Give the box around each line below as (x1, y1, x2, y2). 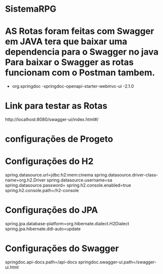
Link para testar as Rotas (5, 100, 107, 112)
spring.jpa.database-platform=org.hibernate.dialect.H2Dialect (5, 221, 129, 227)
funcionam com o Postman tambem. (5, 67, 155, 78)
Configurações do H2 (5, 156, 94, 167)
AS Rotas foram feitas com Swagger (5, 26, 155, 37)
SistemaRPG (5, 3, 57, 15)
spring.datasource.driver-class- (94, 172, 158, 178)
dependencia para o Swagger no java (5, 46, 159, 58)
